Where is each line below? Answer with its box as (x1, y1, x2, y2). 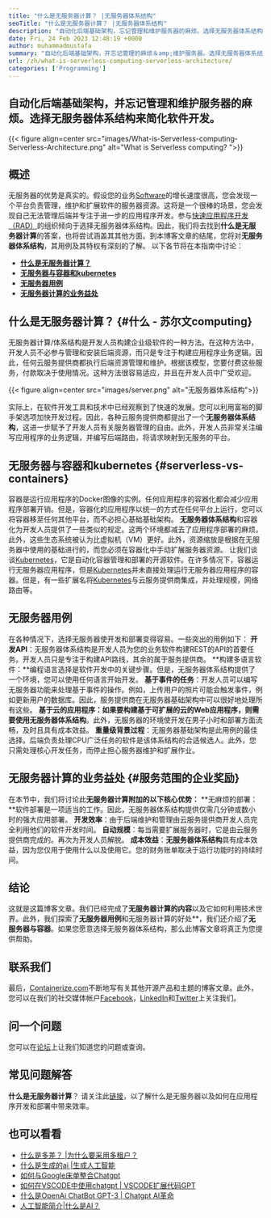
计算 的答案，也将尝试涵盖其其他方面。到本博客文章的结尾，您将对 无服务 (22, 231, 263, 241)
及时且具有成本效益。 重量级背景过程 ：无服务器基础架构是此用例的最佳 (22, 725, 258, 734)
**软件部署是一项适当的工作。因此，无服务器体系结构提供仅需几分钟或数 (8, 804, 249, 814)
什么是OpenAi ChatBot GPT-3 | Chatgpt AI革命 (19, 1191, 175, 1200)
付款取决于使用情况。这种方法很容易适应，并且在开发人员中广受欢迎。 (22, 368, 256, 378)
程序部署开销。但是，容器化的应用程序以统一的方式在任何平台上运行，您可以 (8, 505, 263, 514)
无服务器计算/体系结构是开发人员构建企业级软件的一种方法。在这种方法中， (8, 337, 259, 348)
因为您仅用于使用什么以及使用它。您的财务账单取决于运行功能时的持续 (22, 844, 256, 854)
